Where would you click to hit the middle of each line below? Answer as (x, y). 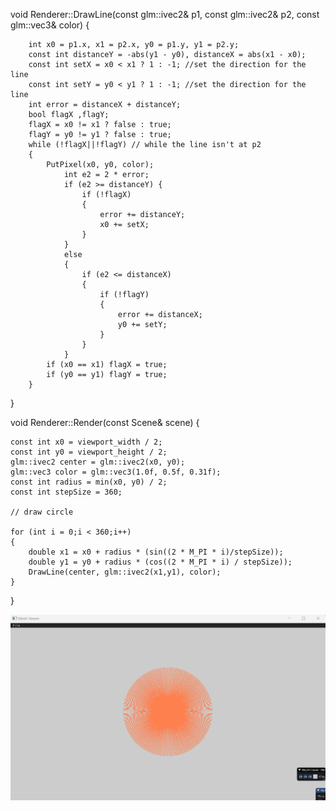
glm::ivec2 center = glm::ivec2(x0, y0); (98, 462)
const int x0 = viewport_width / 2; (86, 442)
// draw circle (42, 512)
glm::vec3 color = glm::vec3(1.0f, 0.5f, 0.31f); (116, 472)
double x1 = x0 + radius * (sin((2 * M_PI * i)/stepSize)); (156, 552)
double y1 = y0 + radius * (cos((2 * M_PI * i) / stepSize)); (160, 562)
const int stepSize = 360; (66, 492)
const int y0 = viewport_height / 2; (89, 452)
